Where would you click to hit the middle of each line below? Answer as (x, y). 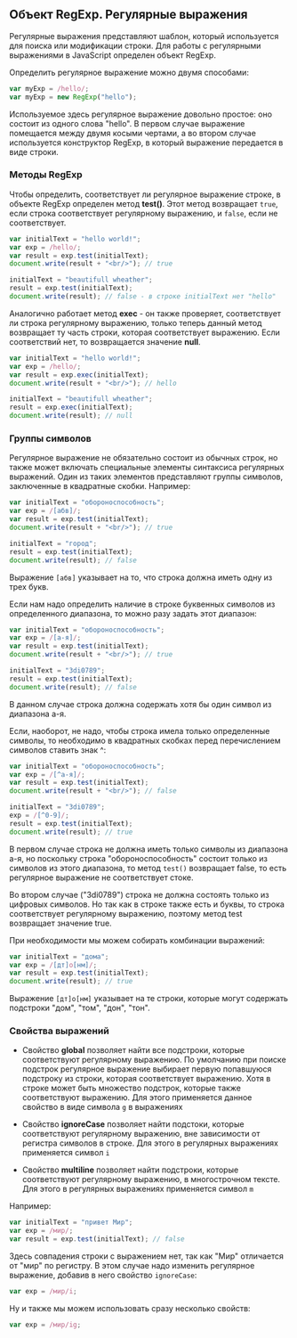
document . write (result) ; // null (71, 416)
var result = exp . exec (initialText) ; (79, 375)
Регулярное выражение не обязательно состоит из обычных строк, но (144, 458)
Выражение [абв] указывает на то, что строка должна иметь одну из (141, 577)
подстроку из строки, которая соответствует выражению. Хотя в (146, 1079)
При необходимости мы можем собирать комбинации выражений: (137, 940)
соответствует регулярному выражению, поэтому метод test (126, 913)
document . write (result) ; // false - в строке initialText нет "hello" (143, 297)
